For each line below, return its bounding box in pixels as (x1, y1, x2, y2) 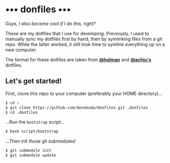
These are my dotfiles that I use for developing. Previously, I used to (5, 30, 149, 36)
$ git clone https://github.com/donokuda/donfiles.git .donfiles (5, 105, 148, 110)
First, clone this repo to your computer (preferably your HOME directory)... (5, 90, 163, 97)
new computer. (5, 46, 37, 53)
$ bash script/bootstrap (5, 129, 59, 134)
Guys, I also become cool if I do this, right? (5, 20, 96, 27)
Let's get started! (5, 77, 62, 85)
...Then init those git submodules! (5, 138, 76, 144)
